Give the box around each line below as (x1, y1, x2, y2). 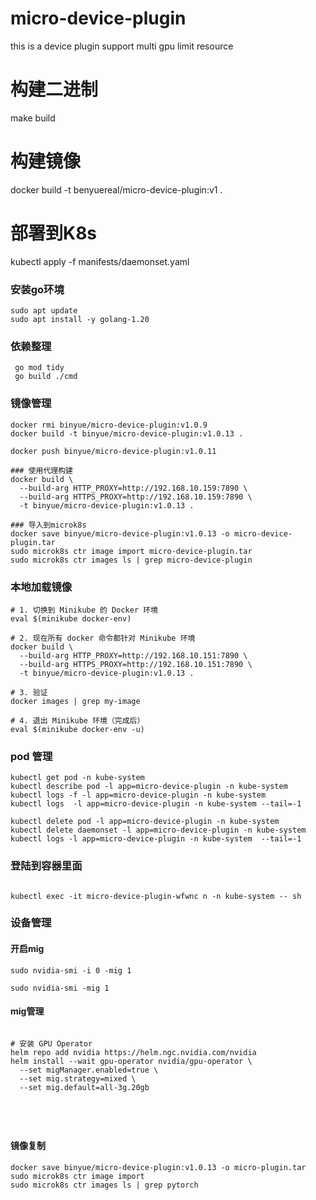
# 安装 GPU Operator (10, 1038, 93, 1049)
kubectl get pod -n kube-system (10, 773, 145, 783)
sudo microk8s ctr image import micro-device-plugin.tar (10, 546, 253, 556)
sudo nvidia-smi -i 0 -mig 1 (10, 965, 132, 976)
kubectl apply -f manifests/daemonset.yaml (10, 255, 190, 267)
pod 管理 (10, 749, 53, 763)
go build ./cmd (14, 372, 78, 382)
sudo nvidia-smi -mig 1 (10, 983, 110, 993)
